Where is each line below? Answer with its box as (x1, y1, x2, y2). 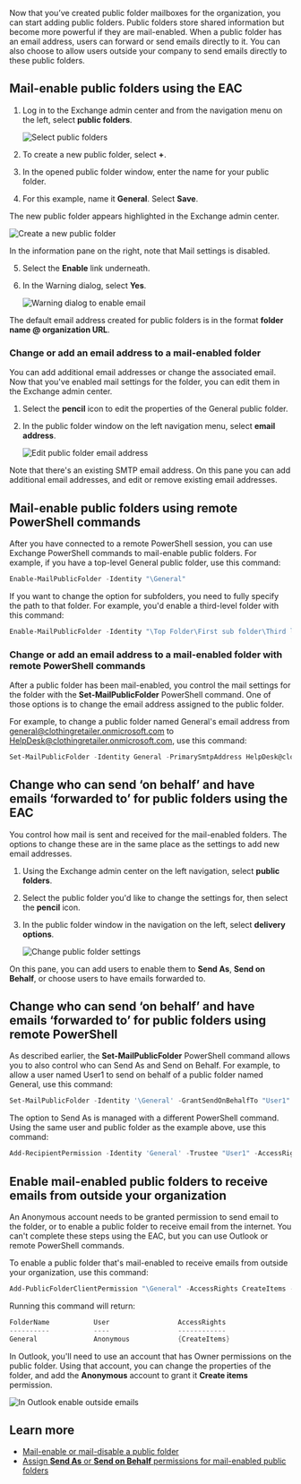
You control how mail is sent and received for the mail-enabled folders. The (9, 828, 288, 840)
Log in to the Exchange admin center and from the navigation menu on (21, 105, 283, 116)
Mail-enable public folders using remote (9, 501, 238, 516)
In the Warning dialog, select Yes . (21, 279, 147, 290)
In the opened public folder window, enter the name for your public (21, 166, 270, 177)
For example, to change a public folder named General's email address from (9, 716, 290, 726)
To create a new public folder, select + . (21, 149, 168, 159)
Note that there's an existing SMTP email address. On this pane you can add (9, 465, 291, 476)
